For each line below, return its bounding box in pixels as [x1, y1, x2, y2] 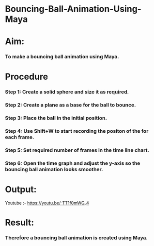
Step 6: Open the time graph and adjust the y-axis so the [5, 160, 140, 167]
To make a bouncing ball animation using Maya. [5, 53, 120, 60]
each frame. [5, 134, 34, 141]
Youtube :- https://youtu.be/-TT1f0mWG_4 [5, 200, 90, 206]
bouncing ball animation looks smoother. [5, 166, 103, 173]
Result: [5, 217, 34, 228]
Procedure [5, 71, 48, 82]
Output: [5, 184, 37, 195]
